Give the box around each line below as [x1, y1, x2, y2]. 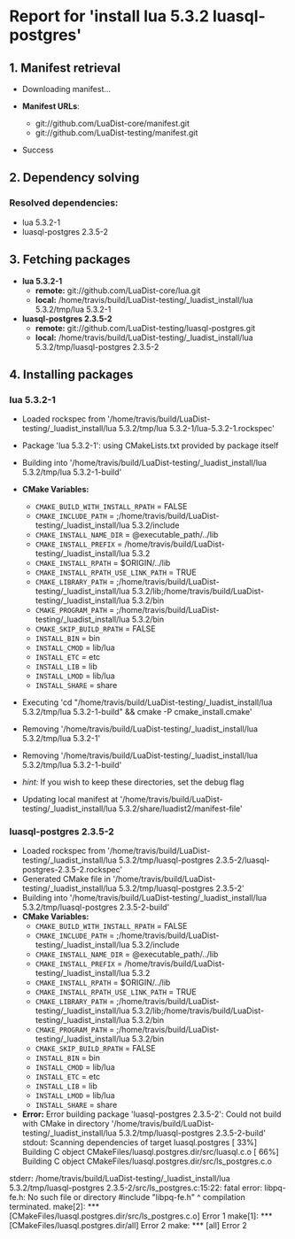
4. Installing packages [9, 367, 134, 382]
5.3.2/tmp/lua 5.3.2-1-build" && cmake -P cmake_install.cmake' [21, 707, 252, 717]
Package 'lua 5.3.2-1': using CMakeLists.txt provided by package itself [21, 440, 279, 451]
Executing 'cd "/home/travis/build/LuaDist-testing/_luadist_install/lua [21, 697, 273, 708]
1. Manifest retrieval [9, 60, 121, 75]
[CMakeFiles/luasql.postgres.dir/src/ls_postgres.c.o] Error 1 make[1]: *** [9, 1211, 273, 1221]
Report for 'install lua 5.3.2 [9, 6, 210, 27]
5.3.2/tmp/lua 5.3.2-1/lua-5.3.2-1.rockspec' [118, 423, 275, 434]
